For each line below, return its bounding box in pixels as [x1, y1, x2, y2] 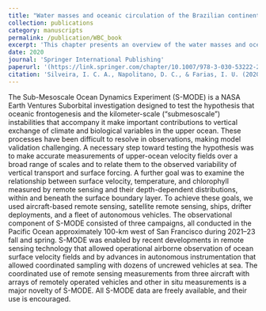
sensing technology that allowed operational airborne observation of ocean [8, 243, 254, 253]
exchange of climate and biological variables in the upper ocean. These [8, 126, 241, 135]
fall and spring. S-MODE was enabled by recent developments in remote [8, 235, 244, 245]
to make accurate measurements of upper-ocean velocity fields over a [8, 151, 238, 161]
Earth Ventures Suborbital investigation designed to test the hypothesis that [8, 101, 255, 110]
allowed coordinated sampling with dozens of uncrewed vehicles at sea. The [8, 260, 258, 270]
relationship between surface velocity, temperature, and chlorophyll [8, 176, 230, 186]
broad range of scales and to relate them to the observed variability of [8, 159, 237, 169]
